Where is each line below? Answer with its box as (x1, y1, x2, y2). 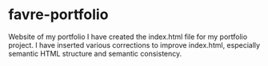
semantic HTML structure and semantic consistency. (8, 49, 182, 58)
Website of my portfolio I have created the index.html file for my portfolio (8, 32, 248, 41)
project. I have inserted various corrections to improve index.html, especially (8, 40, 261, 49)
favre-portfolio (8, 6, 109, 24)
